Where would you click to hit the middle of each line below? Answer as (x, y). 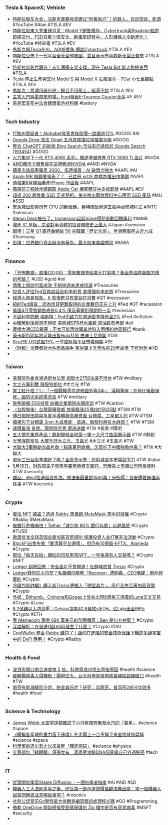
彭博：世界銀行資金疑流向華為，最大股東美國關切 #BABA (71, 242)
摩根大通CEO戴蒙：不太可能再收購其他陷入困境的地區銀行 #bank (79, 329)
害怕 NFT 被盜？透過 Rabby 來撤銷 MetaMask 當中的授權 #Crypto (80, 514)
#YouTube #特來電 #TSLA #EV (44, 43)
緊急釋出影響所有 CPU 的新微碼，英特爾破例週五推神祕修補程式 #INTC (85, 207)
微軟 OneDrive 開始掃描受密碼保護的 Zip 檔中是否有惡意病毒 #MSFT (82, 807)
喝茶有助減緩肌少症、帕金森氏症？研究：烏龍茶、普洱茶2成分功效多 (82, 687)
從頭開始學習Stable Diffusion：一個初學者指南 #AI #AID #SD (74, 782)
